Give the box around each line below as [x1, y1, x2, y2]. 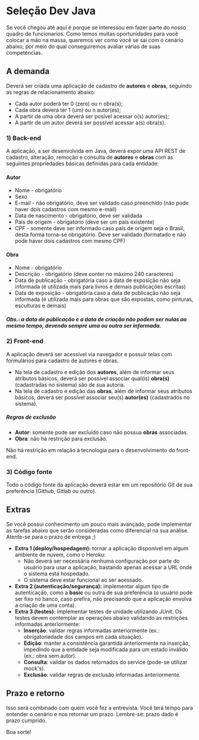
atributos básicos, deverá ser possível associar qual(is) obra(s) [14, 375, 170, 382]
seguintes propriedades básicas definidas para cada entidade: [6, 160, 159, 167]
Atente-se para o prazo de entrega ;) [6, 533, 96, 540]
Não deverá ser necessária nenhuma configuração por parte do [23, 557, 180, 565]
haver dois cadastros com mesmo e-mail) [14, 206, 117, 213]
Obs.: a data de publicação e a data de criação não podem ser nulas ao [6, 316, 187, 323]
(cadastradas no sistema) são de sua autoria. [14, 381, 125, 388]
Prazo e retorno [6, 688, 65, 698]
